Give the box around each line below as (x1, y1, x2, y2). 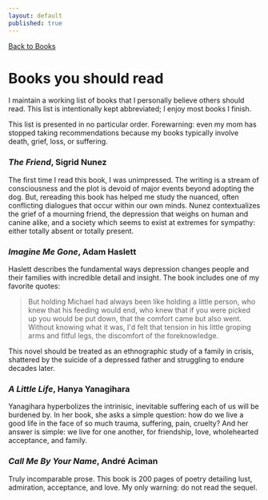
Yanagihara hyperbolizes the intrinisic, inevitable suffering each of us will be (8, 401, 260, 411)
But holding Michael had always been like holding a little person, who (27, 297, 256, 307)
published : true (8, 19, 62, 27)
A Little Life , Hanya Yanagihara (8, 383, 130, 394)
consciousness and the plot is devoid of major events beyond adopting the (8, 183, 254, 193)
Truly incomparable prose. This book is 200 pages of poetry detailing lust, (8, 474, 253, 483)
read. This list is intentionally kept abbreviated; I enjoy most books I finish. (8, 104, 252, 114)
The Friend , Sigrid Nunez (8, 157, 107, 168)
